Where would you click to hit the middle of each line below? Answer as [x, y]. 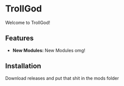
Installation [23, 66]
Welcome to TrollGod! [28, 22]
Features [19, 38]
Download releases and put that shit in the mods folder [62, 78]
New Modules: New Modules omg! [49, 50]
